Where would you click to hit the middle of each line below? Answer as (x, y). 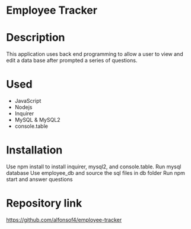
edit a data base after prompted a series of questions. (72, 61)
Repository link (44, 203)
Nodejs (23, 107)
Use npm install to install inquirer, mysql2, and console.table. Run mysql (94, 167)
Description (36, 38)
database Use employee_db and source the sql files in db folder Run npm (96, 173)
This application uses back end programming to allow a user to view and (95, 54)
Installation (34, 150)
